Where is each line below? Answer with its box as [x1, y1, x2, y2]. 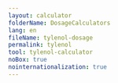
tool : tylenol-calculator [8, 48, 93, 56]
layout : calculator [8, 11, 72, 20]
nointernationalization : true [8, 63, 108, 71]
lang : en [8, 26, 37, 34]
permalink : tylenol [8, 41, 72, 49]
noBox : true [8, 56, 47, 64]
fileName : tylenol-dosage [8, 33, 93, 42]
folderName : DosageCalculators [8, 19, 111, 27]
